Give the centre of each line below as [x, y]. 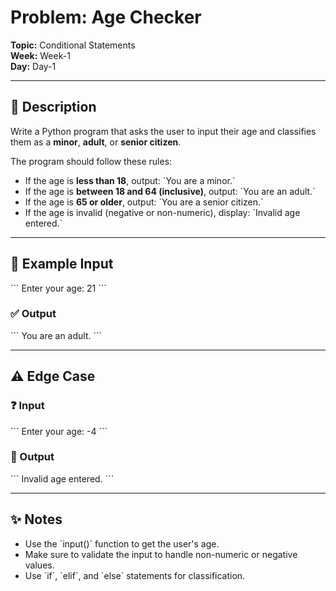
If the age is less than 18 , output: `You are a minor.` [130, 180]
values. [39, 565]
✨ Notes [36, 519]
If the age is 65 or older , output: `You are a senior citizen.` [144, 202]
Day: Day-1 [33, 66]
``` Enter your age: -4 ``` [59, 431]
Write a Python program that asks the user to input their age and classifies [163, 131]
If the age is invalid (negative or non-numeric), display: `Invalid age [162, 212]
